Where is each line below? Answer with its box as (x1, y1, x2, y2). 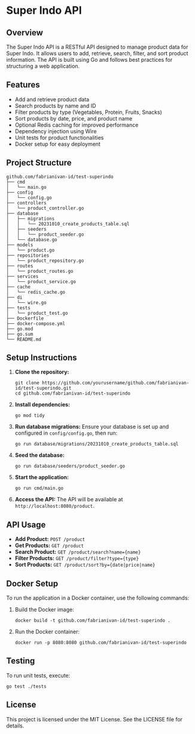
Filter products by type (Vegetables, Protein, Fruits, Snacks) (14, 109, 163, 116)
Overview (6, 28, 44, 38)
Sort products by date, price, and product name (14, 115, 133, 122)
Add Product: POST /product (14, 536, 86, 543)
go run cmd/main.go (14, 485, 64, 492)
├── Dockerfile (6, 315, 44, 321)
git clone (14, 380, 40, 386)
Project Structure (6, 158, 72, 168)
